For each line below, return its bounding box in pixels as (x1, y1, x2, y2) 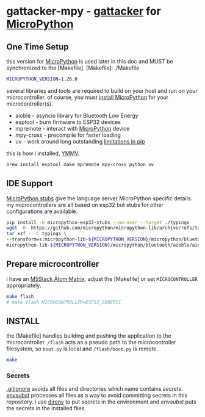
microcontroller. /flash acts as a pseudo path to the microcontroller (6, 339, 176, 346)
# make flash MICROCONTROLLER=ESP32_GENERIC (6, 299, 121, 305)
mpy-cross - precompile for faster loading (15, 131, 121, 139)
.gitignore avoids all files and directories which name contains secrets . (6, 385, 183, 393)
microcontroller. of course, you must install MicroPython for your (6, 93, 169, 101)
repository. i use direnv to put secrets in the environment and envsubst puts (6, 398, 196, 405)
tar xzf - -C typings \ (6, 231, 67, 237)
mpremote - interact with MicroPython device (15, 125, 130, 132)
